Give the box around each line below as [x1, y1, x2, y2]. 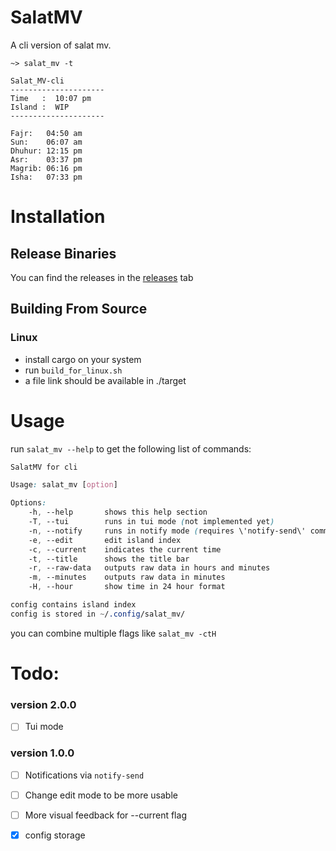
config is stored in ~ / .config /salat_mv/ [10, 609, 186, 619]
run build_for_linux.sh [24, 364, 123, 376]
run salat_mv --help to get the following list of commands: [10, 442, 252, 455]
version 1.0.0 [10, 746, 75, 760]
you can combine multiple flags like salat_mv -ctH [10, 627, 217, 639]
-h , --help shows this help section [28, 507, 208, 518]
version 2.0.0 [10, 697, 77, 711]
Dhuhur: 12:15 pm [10, 146, 83, 156]
